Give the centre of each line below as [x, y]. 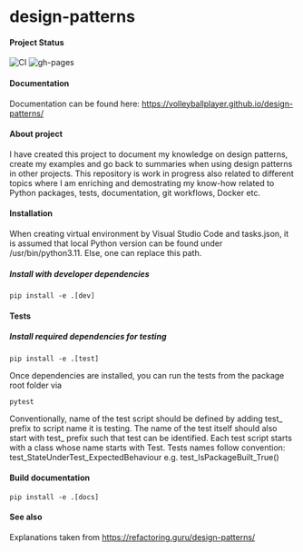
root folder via [35, 385]
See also [26, 517]
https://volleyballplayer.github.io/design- [217, 103]
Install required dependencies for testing [88, 337]
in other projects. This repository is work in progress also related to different [152, 173]
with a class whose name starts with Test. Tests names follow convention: [147, 448]
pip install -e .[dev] [52, 296]
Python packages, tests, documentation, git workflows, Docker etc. [135, 192]
